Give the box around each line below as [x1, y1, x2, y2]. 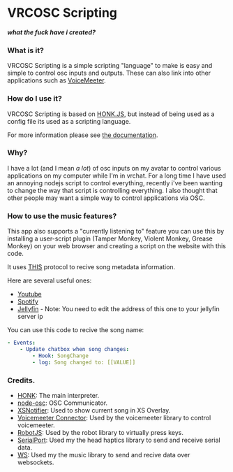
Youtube [17, 290, 42, 299]
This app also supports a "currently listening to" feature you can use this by [7, 227, 225, 236]
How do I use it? [7, 94, 63, 103]
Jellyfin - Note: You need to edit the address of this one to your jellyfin [17, 305, 220, 313]
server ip [17, 313, 43, 321]
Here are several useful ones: [7, 276, 92, 285]
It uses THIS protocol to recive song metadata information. [7, 263, 176, 271]
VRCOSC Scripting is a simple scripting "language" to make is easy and [7, 62, 213, 70]
